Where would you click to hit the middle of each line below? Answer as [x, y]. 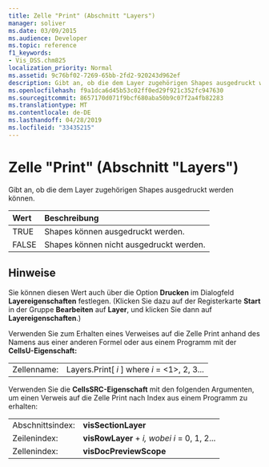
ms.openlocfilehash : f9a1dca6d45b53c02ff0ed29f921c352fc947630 [116, 90]
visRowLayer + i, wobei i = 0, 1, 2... [149, 438]
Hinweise [32, 273]
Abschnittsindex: [44, 424]
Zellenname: [35, 369]
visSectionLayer [114, 424]
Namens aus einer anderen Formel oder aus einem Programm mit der [122, 342]
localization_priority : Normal [60, 68]
